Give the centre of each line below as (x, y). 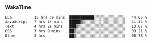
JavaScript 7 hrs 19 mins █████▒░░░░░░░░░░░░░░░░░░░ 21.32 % (76, 22)
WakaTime (18, 7)
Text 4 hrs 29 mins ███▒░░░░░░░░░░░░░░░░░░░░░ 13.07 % (76, 27)
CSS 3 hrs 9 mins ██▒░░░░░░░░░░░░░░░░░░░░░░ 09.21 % (76, 31)
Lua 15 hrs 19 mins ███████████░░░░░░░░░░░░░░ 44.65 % (76, 18)
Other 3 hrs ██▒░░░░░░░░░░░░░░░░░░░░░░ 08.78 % (76, 36)
